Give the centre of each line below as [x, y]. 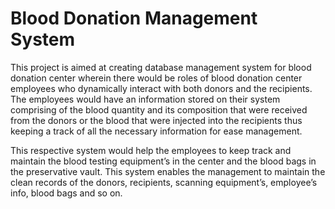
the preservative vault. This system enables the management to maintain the [168, 171]
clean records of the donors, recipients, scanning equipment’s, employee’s [164, 182]
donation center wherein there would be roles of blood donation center [156, 78]
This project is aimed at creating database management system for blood [161, 67]
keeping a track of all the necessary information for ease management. [156, 131]
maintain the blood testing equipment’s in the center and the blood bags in [163, 161]
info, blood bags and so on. [66, 193]
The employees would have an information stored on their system [145, 99]
